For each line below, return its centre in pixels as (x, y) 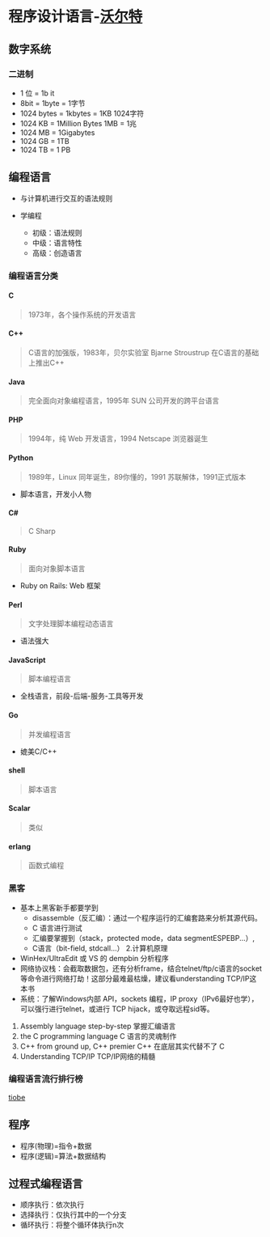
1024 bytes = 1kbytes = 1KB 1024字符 (82, 113)
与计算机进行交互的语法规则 (66, 198)
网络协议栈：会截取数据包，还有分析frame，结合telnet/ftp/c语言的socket (141, 968)
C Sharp (42, 531)
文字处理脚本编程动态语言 (71, 624)
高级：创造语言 (57, 252)
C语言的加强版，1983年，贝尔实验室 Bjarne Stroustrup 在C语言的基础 (143, 353)
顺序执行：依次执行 (52, 1205)
